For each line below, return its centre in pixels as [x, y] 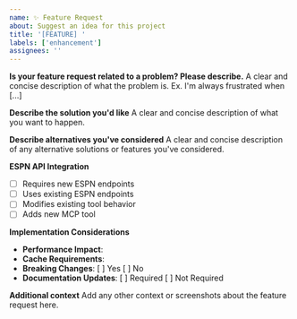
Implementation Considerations [69, 232]
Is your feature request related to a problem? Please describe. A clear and [148, 76]
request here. [34, 305]
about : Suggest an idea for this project [88, 26]
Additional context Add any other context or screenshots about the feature [148, 296]
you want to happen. [47, 123]
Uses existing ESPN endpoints [78, 194]
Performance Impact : [63, 250]
